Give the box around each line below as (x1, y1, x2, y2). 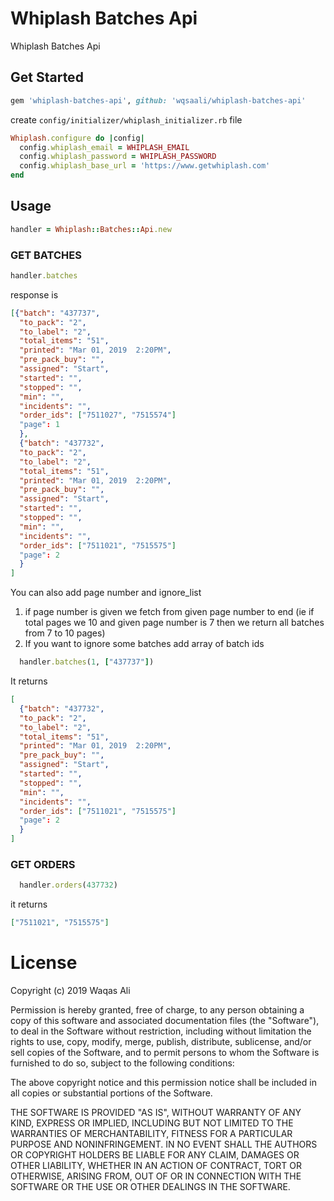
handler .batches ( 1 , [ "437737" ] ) (19, 657, 155, 667)
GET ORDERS (10, 858, 76, 872)
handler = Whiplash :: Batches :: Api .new (10, 224, 172, 234)
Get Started (10, 69, 84, 86)
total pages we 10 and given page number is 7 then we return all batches (24, 617, 325, 629)
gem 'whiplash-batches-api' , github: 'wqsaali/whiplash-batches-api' (10, 95, 307, 106)
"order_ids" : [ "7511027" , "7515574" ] (19, 410, 177, 421)
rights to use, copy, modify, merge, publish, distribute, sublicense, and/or (10, 1036, 312, 1048)
